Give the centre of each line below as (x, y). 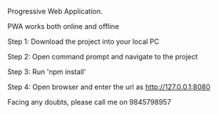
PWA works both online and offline (63, 26)
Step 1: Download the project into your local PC (84, 41)
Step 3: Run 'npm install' (47, 72)
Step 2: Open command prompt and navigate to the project (102, 57)
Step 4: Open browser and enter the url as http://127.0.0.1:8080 (109, 87)
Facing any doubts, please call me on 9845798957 (89, 102)
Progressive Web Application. (55, 11)
